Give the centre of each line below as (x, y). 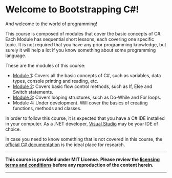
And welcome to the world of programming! (51, 24)
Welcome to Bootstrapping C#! (72, 10)
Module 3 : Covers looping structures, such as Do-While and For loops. (87, 97)
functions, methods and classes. (47, 108)
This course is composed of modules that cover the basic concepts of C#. (84, 33)
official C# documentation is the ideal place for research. (65, 145)
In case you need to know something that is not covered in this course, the (84, 139)
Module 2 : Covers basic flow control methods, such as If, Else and (82, 86)
